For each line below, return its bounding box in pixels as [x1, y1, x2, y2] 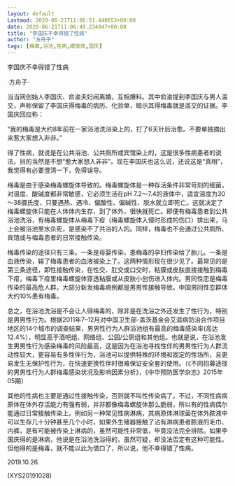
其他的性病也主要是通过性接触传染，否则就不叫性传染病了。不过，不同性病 [7, 392, 222, 399]
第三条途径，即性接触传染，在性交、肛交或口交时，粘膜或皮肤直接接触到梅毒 [7, 266, 228, 273]
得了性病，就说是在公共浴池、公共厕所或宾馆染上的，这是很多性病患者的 [7, 148, 215, 157]
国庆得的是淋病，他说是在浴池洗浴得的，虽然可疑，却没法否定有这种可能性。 [7, 435, 228, 443]
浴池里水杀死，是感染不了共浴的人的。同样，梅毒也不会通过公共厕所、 [25, 224, 228, 233]
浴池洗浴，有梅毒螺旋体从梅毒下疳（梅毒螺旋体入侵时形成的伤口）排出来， [7, 216, 222, 224]
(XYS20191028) [7, 471, 52, 480]
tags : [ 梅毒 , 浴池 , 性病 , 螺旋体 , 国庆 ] [7, 43, 103, 50]
